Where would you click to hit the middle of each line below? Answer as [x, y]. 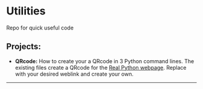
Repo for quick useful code [40, 28]
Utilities [26, 11]
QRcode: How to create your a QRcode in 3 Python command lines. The [105, 61]
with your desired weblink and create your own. [74, 74]
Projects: [24, 47]
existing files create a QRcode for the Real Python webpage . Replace [101, 67]
